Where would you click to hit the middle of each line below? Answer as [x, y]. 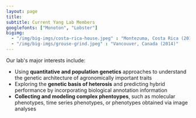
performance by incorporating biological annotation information [91, 90]
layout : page [22, 11]
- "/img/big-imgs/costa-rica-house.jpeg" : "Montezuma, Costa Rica [95, 38]
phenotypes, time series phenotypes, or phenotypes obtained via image [101, 102]
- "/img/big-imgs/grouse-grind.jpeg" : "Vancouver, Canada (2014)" [95, 44]
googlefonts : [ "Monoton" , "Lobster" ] [52, 28]
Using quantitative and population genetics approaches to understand [100, 71]
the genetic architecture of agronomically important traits [83, 78]
